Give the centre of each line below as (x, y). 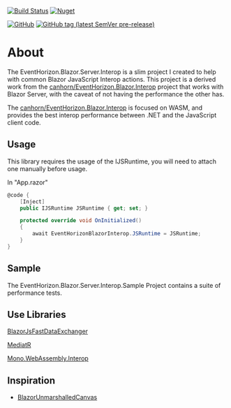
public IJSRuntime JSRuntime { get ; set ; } (84, 208)
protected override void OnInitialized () (81, 221)
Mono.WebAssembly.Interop (48, 358)
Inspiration (31, 380)
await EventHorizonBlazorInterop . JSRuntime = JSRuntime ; (117, 234)
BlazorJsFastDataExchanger (48, 331)
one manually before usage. (47, 168)
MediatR (19, 345)
